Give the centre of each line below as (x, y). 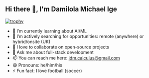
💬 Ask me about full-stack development (53, 52)
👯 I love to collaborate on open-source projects (61, 47)
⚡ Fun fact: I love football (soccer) (47, 70)
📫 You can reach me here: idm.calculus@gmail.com (66, 57)
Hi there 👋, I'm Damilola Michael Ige (61, 9)
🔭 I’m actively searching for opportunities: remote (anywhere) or (78, 36)
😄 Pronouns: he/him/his (37, 65)
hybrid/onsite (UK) (31, 41)
